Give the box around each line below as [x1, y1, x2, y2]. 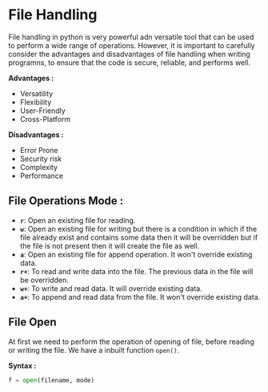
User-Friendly [19, 106, 66, 115]
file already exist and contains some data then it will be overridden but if [19, 232, 258, 242]
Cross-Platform [19, 114, 71, 123]
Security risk [19, 154, 62, 164]
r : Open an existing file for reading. [19, 215, 136, 225]
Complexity [19, 162, 58, 172]
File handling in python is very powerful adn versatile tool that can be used [8, 32, 254, 42]
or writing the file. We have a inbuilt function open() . [8, 345, 180, 354]
